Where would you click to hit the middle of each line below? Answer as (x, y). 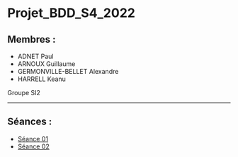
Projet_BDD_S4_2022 (72, 13)
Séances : (30, 122)
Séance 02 (33, 146)
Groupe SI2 (24, 93)
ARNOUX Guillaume (46, 64)
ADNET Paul (35, 56)
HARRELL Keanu (41, 79)
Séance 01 (33, 139)
